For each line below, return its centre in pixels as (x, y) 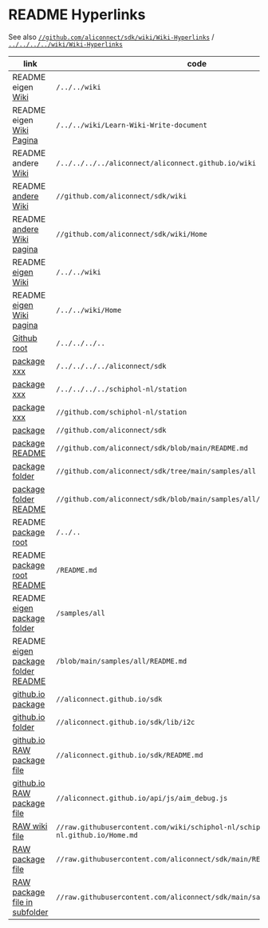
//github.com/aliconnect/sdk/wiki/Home (131, 234)
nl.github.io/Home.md (97, 835)
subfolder (30, 912)
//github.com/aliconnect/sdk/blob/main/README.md (152, 448)
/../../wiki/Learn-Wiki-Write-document (131, 125)
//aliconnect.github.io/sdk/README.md (129, 755)
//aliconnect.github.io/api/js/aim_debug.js (142, 798)
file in (23, 902)
